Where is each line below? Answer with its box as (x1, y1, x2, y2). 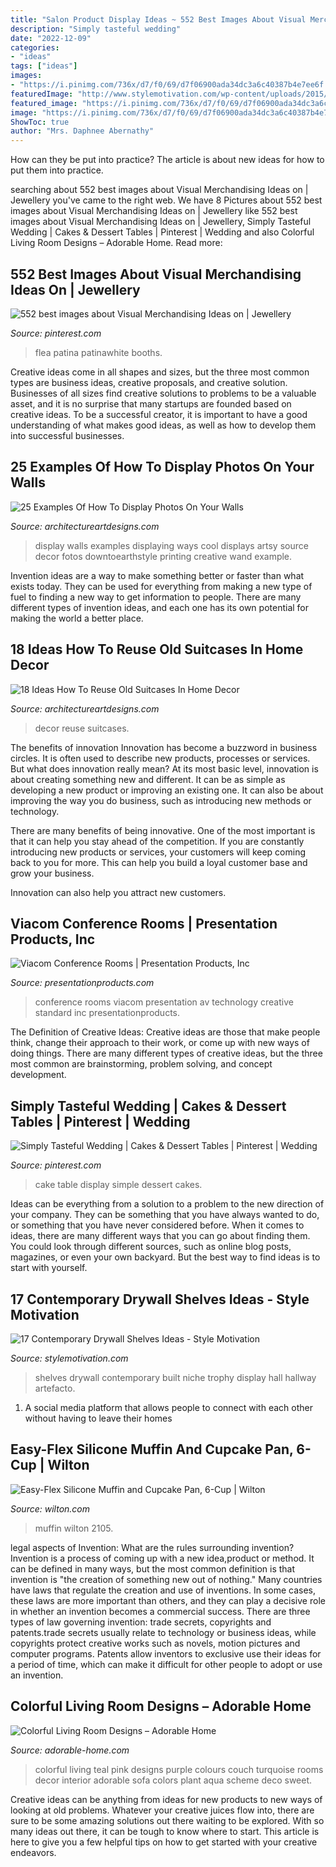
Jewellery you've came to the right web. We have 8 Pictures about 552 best (10, 194, 323, 206)
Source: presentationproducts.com (10, 977, 155, 989)
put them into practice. (10, 164, 104, 176)
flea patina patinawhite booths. (34, 346, 163, 358)
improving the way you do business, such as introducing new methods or (10, 794, 312, 806)
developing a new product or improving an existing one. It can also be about (10, 784, 324, 796)
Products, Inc (10, 931, 96, 948)
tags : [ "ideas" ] (10, 61, 78, 71)
